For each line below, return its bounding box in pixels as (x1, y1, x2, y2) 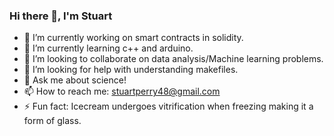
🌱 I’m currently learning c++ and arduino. (23, 42, 194, 54)
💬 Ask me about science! (23, 74, 127, 86)
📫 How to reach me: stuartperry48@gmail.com (23, 85, 221, 98)
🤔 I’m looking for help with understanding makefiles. (23, 64, 239, 76)
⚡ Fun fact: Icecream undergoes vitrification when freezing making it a (23, 100, 314, 113)
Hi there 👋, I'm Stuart (9, 9, 113, 23)
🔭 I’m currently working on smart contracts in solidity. (23, 32, 244, 44)
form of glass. (23, 115, 82, 127)
